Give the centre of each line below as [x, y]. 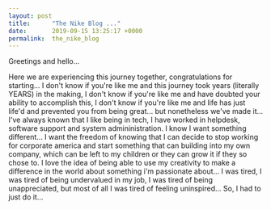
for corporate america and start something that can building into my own [129, 145]
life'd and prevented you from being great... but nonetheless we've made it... [136, 111]
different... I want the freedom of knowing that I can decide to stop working [133, 137]
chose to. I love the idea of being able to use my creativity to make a [122, 163]
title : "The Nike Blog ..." [65, 23]
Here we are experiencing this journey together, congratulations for [121, 77]
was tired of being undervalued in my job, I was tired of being [110, 180]
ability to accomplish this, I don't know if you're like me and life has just [127, 103]
